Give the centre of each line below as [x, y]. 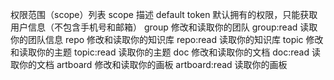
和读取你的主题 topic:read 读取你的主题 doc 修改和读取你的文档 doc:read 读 [165, 52]
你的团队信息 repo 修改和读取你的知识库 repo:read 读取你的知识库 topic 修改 [167, 39]
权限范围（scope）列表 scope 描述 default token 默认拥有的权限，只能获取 [164, 14]
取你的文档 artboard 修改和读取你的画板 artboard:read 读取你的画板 [149, 64]
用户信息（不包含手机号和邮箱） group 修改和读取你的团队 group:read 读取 [164, 27]
